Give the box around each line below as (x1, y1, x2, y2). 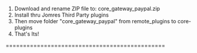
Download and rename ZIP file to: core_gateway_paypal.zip (14, 5, 160, 12)
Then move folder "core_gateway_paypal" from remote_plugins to (14, 18, 177, 24)
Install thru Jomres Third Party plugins (14, 11, 109, 18)
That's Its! (14, 30, 40, 38)
